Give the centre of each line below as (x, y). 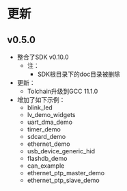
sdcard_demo (46, 137)
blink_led (40, 107)
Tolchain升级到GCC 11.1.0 (62, 91)
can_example (46, 166)
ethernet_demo (48, 144)
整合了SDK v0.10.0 (43, 57)
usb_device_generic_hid (61, 151)
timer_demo (44, 129)
